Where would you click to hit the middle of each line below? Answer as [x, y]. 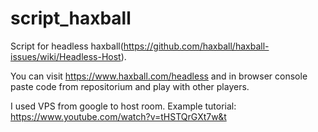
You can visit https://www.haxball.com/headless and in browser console [159, 76]
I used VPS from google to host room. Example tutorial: [123, 106]
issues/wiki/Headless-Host [66, 56]
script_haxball [71, 18]
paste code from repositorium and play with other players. [130, 86]
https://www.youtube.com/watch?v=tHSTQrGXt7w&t [118, 116]
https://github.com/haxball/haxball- [196, 46]
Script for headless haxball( [67, 46]
